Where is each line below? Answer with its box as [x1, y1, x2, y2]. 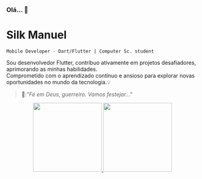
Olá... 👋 [6, 5, 29, 14]
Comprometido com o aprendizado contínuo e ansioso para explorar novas [6, 71, 195, 79]
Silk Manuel [6, 28, 67, 42]
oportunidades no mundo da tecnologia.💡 [6, 78, 111, 86]
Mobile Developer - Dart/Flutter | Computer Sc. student [6, 48, 154, 54]
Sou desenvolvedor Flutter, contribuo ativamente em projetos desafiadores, [6, 59, 197, 66]
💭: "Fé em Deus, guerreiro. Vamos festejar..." [21, 90, 132, 98]
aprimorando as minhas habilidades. [6, 65, 98, 73]
